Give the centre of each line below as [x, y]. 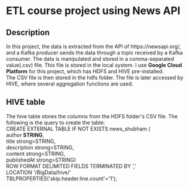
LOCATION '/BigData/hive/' [39, 172]
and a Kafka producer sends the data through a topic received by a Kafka [94, 53]
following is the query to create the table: [56, 122]
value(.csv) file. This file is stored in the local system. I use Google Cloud [94, 65]
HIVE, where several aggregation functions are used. [70, 84]
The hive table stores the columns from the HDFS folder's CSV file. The [92, 116]
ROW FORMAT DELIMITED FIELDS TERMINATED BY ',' [71, 166]
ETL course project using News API [93, 11]
